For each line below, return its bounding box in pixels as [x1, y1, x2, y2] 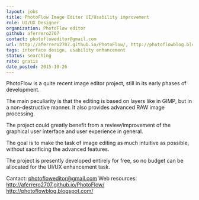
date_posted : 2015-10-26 [6, 63, 68, 70]
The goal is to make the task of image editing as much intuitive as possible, [6, 140, 190, 147]
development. [6, 86, 40, 93]
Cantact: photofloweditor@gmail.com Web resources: [6, 175, 137, 182]
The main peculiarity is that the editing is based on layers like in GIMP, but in [6, 98, 192, 105]
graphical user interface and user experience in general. [6, 128, 143, 135]
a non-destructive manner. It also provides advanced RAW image [6, 104, 165, 111]
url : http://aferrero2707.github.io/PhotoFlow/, [6, 42, 129, 48]
